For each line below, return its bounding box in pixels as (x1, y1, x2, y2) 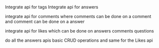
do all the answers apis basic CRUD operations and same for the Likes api (5, 37, 153, 43)
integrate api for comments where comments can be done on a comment (5, 14, 152, 19)
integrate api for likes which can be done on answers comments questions (5, 28, 154, 33)
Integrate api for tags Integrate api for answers (5, 4, 99, 10)
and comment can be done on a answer (5, 19, 85, 24)
